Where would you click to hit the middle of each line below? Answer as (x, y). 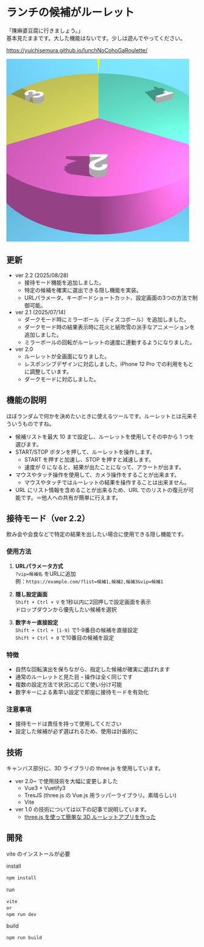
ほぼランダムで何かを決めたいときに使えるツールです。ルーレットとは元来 (99, 416)
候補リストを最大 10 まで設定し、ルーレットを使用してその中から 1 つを (104, 437)
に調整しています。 (48, 371)
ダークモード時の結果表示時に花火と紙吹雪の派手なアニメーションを (110, 327)
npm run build (24, 938)
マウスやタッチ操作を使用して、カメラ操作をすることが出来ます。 (97, 474)
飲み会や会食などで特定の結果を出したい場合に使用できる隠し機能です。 (97, 534)
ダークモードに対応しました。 (62, 379)
